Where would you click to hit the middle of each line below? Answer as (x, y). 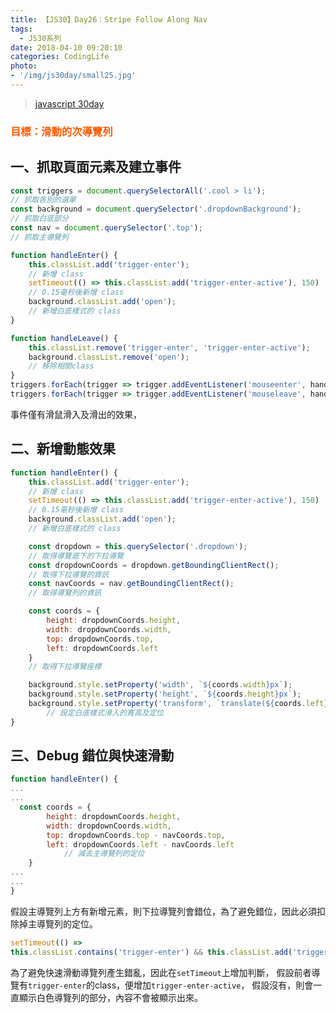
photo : (24, 66)
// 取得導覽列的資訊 (65, 593)
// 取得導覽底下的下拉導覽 (76, 556)
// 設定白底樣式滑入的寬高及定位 (105, 712)
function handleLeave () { (64, 338)
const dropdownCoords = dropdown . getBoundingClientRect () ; (154, 565)
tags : (21, 29)
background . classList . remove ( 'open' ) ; (109, 357)
